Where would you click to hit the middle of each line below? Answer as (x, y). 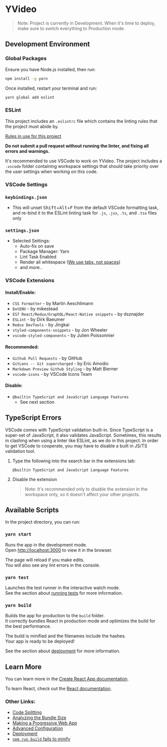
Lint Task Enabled (38, 257)
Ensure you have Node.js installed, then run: (50, 69)
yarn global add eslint (30, 97)
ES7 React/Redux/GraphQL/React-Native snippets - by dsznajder (78, 314)
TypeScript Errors (33, 418)
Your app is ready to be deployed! (40, 641)
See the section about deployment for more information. (63, 651)
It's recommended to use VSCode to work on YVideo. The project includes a (83, 161)
